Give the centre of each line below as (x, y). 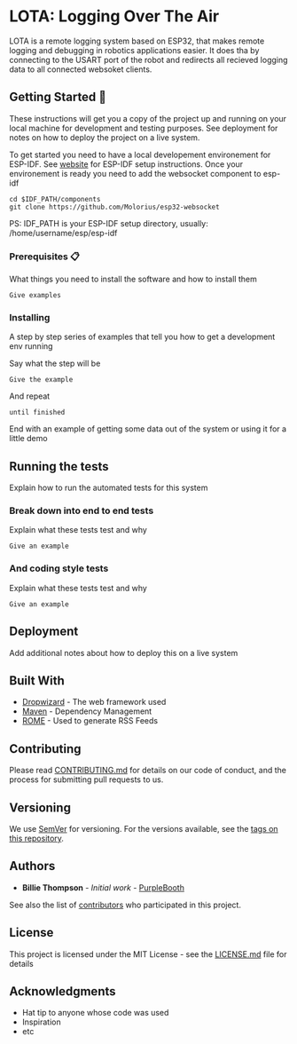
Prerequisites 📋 (44, 257)
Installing (30, 317)
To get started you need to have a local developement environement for (140, 154)
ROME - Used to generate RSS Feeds (90, 721)
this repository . (37, 838)
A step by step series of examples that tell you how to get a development (142, 337)
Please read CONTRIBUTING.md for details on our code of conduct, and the (148, 771)
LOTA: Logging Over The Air (114, 16)
